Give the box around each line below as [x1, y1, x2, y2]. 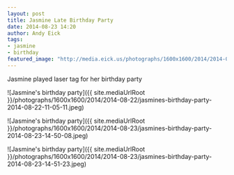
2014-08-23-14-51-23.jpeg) [7, 160, 87, 168]
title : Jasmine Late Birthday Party [7, 17, 114, 24]
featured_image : [7, 56, 54, 63]
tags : [7, 36, 23, 43]
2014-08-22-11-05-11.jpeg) [7, 102, 85, 112]
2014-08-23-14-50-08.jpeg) [7, 131, 88, 139]
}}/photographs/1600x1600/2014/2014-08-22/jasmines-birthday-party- [7, 96, 212, 104]
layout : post [7, 10, 45, 17]
